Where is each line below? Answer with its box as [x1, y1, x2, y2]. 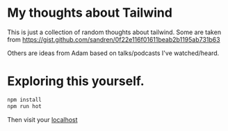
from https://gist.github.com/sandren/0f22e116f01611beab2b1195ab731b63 [7, 35, 220, 43]
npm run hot [7, 102, 42, 109]
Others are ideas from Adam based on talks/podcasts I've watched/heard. [7, 49, 220, 57]
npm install [7, 96, 42, 103]
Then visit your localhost [7, 115, 78, 123]
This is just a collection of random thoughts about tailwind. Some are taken [7, 28, 221, 36]
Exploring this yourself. [7, 73, 145, 89]
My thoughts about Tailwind [7, 5, 172, 21]
